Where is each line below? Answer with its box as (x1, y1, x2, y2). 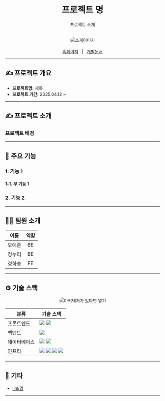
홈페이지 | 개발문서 (62, 48, 103, 54)
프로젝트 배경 (5, 130, 34, 137)
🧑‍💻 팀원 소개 (5, 216, 41, 225)
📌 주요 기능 (5, 152, 37, 160)
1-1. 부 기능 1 (5, 181, 29, 187)
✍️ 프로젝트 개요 (5, 69, 52, 77)
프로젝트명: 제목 (12, 85, 43, 91)
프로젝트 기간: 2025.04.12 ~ (12, 91, 66, 97)
